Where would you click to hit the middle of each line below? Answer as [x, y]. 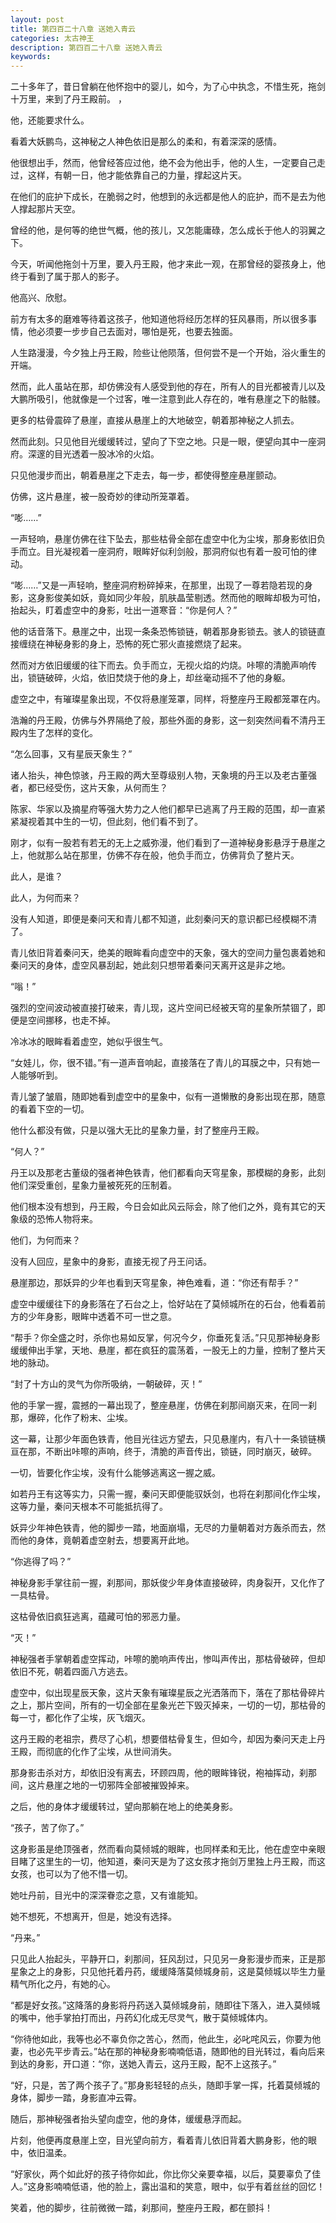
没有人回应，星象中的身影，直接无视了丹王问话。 [111, 1262]
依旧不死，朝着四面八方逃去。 [71, 1672]
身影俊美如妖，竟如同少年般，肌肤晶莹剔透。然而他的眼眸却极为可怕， [181, 598]
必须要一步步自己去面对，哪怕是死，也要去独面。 [137, 332]
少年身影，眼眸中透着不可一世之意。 [102, 1317]
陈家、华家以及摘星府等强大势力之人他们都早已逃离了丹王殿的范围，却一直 [163, 809]
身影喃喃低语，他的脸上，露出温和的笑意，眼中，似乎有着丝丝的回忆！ [181, 2187]
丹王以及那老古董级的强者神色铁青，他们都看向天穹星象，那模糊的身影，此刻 [168, 1173]
